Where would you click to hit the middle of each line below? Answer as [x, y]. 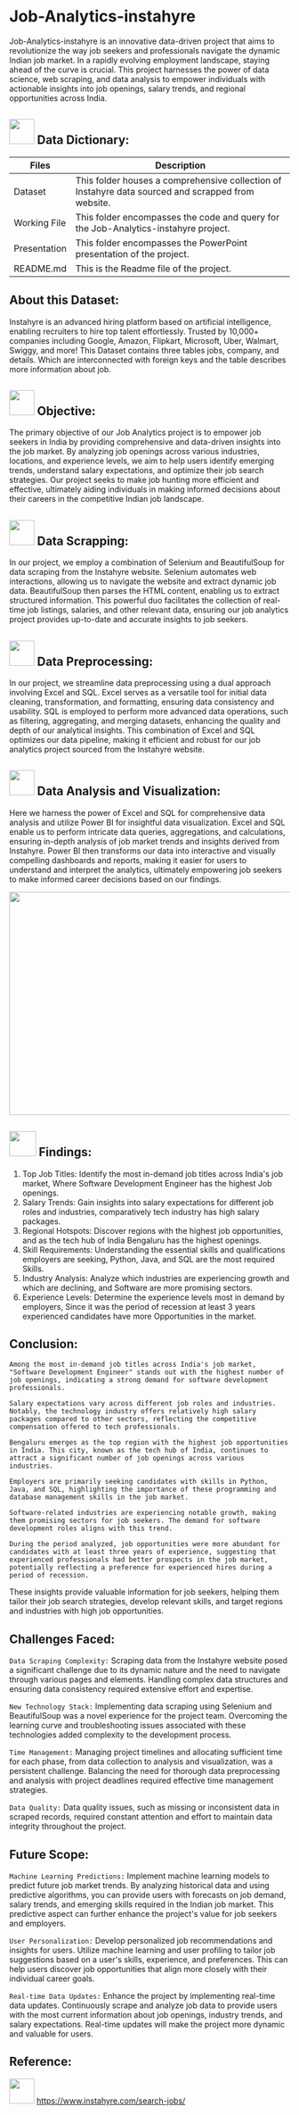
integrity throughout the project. [68, 1827]
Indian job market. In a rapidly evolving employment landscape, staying [139, 60]
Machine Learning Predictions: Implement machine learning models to [139, 1876]
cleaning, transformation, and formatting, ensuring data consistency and [142, 702]
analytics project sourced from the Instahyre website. [107, 749]
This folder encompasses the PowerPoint [161, 243]
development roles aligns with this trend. [91, 1528]
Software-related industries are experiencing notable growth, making [143, 1513]
